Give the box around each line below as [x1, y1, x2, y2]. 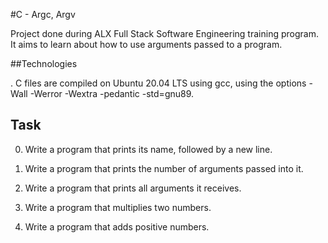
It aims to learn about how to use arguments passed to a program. [10, 39, 283, 50]
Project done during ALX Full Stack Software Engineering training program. [10, 28, 319, 39]
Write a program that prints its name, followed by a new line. [24, 143, 273, 155]
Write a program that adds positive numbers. [24, 220, 210, 233]
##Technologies [10, 58, 78, 69]
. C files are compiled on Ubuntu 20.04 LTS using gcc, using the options [10, 77, 307, 89]
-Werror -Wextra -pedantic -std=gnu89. [29, 88, 195, 99]
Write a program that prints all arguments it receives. [24, 182, 242, 194]
